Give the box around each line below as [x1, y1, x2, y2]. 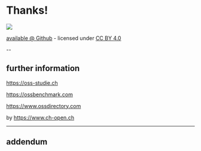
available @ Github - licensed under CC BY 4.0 [6, 34, 121, 42]
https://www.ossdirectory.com [6, 102, 81, 109]
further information [6, 63, 80, 73]
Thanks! [6, 4, 48, 17]
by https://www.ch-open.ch [6, 114, 75, 121]
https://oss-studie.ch [6, 79, 58, 87]
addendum [6, 137, 48, 147]
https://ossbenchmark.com [6, 91, 73, 98]
